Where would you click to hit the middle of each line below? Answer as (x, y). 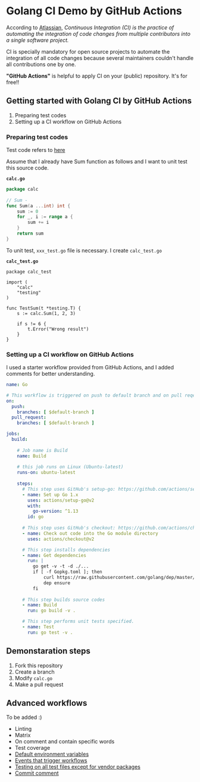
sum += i (38, 222)
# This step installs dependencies (66, 550)
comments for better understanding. (51, 374)
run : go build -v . (52, 611)
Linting (23, 729)
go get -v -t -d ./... (61, 566)
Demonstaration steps (49, 651)
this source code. (27, 168)
